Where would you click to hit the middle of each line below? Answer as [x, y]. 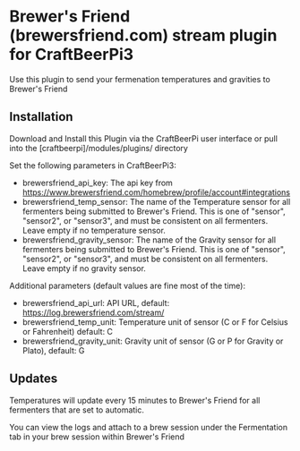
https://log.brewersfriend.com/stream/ [93, 312]
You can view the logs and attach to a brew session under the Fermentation [149, 427]
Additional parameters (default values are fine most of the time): [128, 285]
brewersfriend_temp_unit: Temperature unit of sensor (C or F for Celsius [155, 322]
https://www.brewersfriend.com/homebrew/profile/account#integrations [156, 192]
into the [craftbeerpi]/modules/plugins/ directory [99, 148]
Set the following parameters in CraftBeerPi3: [93, 165]
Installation [41, 117]
